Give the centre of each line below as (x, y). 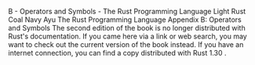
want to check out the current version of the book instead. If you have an (126, 45)
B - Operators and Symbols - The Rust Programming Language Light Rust (127, 11)
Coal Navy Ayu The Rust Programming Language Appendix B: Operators (125, 20)
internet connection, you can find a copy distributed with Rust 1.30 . (117, 53)
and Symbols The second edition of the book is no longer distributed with (127, 28)
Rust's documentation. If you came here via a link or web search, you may (127, 36)
